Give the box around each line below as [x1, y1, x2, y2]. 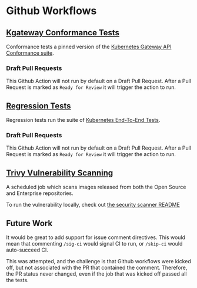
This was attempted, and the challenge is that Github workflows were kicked [6, 258, 191, 265]
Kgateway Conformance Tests [6, 28, 119, 38]
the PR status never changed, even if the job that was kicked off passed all [6, 270, 187, 277]
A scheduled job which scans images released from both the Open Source [6, 184, 186, 191]
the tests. [6, 277, 29, 284]
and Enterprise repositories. [6, 190, 74, 197]
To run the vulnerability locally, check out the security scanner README [6, 201, 181, 208]
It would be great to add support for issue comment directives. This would [6, 234, 186, 241]
